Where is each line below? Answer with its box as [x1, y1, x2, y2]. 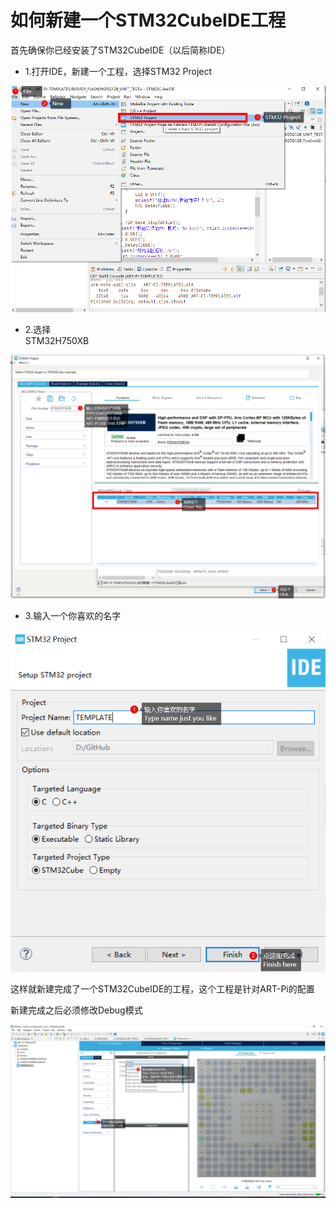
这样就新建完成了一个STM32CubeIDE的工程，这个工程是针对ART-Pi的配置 [10, 982, 315, 995]
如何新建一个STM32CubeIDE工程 [10, 9, 287, 32]
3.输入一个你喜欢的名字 [24, 609, 122, 621]
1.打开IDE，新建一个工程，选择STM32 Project [24, 65, 213, 77]
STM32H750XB [24, 334, 90, 346]
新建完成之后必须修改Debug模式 [10, 1004, 143, 1016]
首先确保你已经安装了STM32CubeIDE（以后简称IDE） [10, 44, 231, 56]
